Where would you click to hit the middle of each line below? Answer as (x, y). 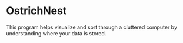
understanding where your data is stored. (56, 33)
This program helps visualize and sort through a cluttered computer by (92, 27)
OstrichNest (36, 11)
